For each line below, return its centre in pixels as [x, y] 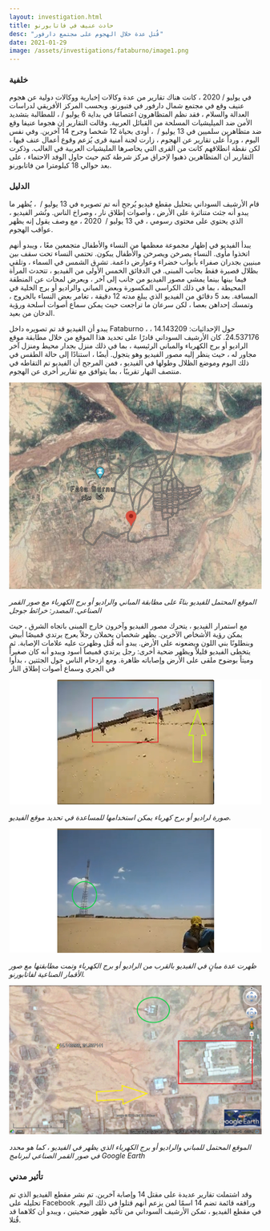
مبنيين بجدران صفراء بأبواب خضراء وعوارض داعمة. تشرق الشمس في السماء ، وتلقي [135, 261]
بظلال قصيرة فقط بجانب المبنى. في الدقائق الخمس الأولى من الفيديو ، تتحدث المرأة [134, 270]
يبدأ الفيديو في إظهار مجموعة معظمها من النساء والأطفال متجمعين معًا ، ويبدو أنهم [130, 245]
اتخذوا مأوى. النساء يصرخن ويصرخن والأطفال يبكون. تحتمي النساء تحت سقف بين [130, 253]
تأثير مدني [26, 1176]
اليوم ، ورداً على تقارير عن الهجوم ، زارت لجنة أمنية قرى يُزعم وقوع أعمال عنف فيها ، [134, 140]
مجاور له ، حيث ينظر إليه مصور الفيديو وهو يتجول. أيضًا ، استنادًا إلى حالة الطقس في [133, 354]
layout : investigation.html [56, 17]
